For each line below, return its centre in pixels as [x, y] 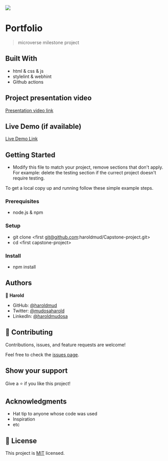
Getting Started [30, 155]
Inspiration [24, 419]
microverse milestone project [49, 42]
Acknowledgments [36, 401]
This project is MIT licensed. [35, 453]
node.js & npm [28, 212]
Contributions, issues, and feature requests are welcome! [66, 345]
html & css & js [28, 71]
